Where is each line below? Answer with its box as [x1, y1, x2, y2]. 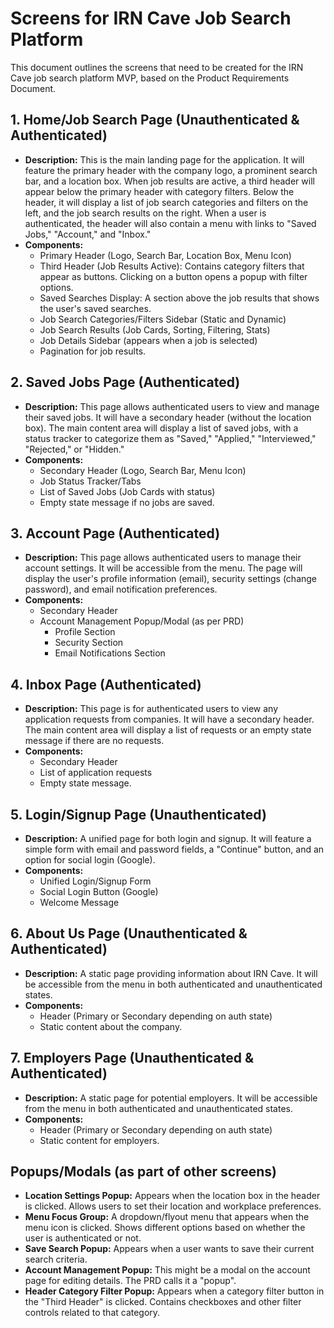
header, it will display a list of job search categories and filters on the [24, 196, 309, 208]
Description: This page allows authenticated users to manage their [24, 552, 302, 564]
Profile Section [54, 626, 116, 638]
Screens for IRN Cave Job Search [10, 7, 292, 30]
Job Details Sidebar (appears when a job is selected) [39, 334, 258, 346]
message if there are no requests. [24, 735, 165, 747]
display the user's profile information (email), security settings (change [24, 573, 318, 585]
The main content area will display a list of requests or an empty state [24, 724, 312, 736]
